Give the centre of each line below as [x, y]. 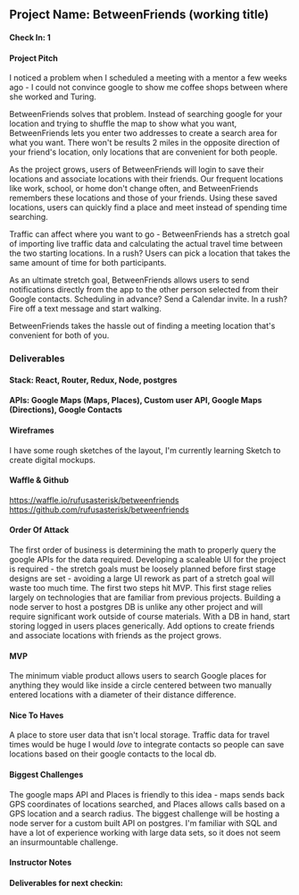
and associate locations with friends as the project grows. [116, 635]
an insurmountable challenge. [64, 842]
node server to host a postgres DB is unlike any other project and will [136, 606]
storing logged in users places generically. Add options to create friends [142, 626]
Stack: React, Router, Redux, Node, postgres [93, 380]
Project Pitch [33, 58]
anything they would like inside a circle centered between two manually [141, 685]
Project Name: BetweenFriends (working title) [139, 15]
